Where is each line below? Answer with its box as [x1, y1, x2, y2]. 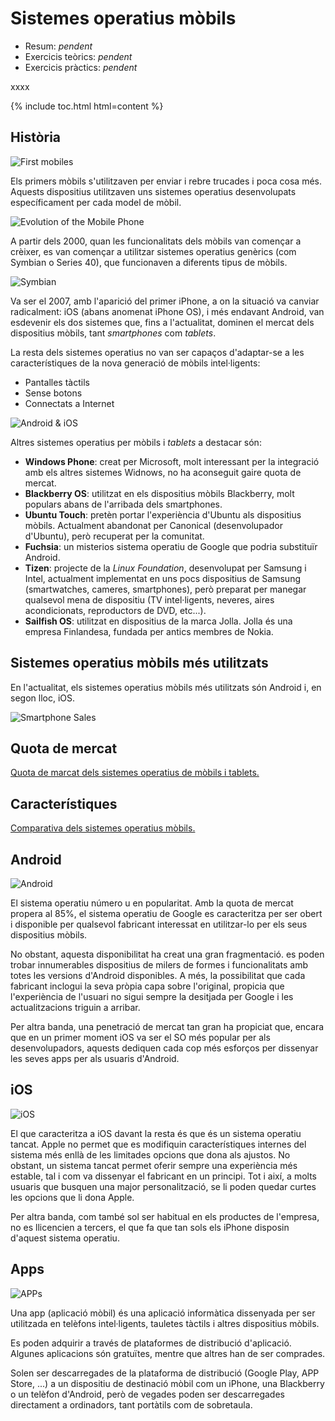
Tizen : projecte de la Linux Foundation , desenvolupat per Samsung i [24, 562, 307, 574]
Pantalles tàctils [24, 376, 90, 388]
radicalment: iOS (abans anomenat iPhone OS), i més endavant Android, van [10, 305, 325, 317]
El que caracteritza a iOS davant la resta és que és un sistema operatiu [10, 1127, 302, 1139]
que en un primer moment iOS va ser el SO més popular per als [10, 1032, 271, 1043]
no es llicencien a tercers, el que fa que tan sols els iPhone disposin [10, 1221, 290, 1233]
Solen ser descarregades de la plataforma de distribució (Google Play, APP [10, 1367, 320, 1379]
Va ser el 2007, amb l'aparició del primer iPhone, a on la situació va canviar [10, 295, 320, 307]
